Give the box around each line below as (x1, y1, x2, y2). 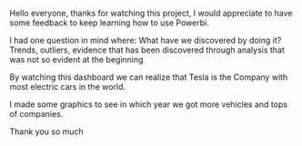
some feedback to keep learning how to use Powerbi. (9, 17, 209, 28)
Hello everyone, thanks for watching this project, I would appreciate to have (9, 8, 293, 18)
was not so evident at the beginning (9, 54, 144, 64)
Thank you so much (9, 126, 84, 137)
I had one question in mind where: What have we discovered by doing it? (9, 35, 282, 45)
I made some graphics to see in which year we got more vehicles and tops (9, 99, 288, 110)
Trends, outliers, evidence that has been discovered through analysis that (9, 44, 285, 55)
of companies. (9, 109, 64, 119)
